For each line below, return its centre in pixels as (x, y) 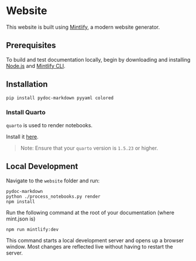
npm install (20, 201)
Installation (27, 84)
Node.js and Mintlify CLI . (36, 66)
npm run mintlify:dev (32, 229)
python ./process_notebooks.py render (53, 196)
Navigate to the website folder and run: (53, 181)
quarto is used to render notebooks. (49, 125)
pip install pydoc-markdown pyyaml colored (60, 98)
